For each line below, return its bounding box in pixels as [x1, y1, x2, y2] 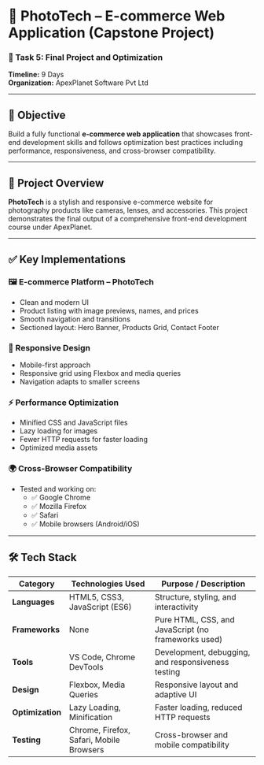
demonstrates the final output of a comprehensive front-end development [8, 214, 247, 224]
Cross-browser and [154, 729, 229, 740]
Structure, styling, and [154, 591, 236, 602]
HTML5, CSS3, [68, 591, 124, 602]
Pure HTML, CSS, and [154, 614, 235, 625]
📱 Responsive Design [8, 342, 90, 353]
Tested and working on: [19, 484, 97, 493]
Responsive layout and [154, 679, 238, 690]
